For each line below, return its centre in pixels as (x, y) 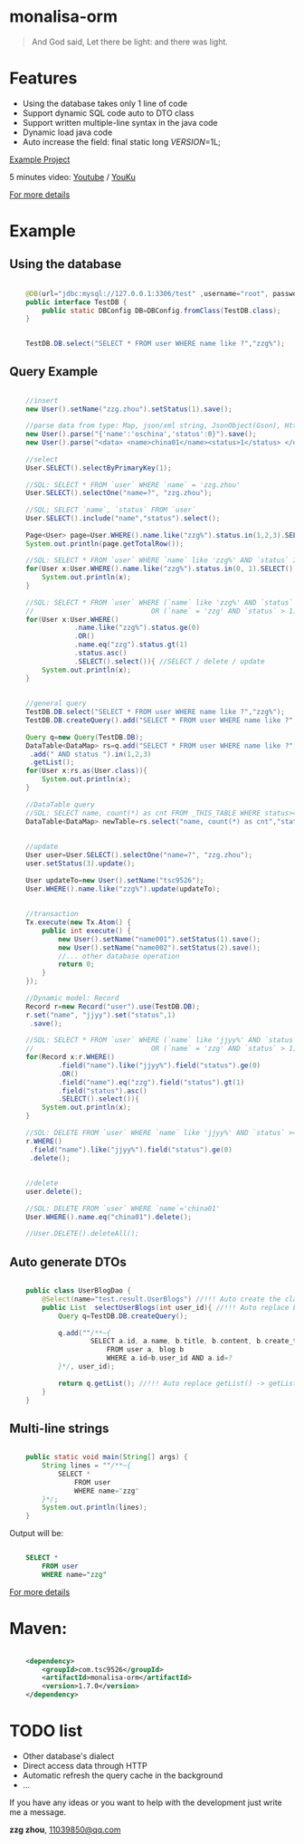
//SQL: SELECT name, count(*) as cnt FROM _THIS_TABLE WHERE (143, 813)
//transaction (52, 914)
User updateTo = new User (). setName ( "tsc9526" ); (115, 880)
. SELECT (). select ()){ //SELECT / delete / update (169, 661)
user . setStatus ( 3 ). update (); (81, 863)
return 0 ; (76, 965)
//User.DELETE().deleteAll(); (83, 1234)
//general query (57, 703)
